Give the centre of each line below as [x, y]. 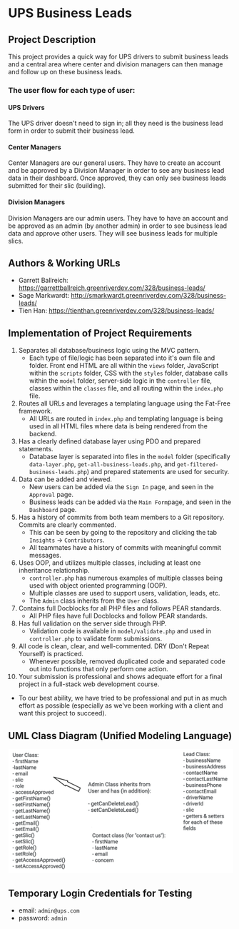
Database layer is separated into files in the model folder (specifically [129, 457]
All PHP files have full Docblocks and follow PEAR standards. [118, 616]
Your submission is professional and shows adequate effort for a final [120, 677]
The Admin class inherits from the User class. [94, 601]
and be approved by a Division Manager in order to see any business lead [116, 171]
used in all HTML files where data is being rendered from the [118, 426]
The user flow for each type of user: [72, 90]
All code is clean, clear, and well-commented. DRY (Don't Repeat [114, 646]
